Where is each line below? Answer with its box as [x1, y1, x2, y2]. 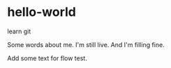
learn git [7, 27, 31, 35]
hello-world [7, 4, 77, 20]
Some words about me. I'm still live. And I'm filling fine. [7, 40, 165, 49]
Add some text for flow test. [7, 53, 87, 62]
